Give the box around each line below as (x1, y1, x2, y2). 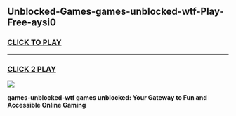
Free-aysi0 (7, 17, 56, 29)
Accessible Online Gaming (7, 101, 86, 109)
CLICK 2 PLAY (7, 64, 56, 74)
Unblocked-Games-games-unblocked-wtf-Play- (7, 6, 224, 18)
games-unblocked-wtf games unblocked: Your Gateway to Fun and (7, 93, 207, 101)
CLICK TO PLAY (7, 38, 62, 48)
